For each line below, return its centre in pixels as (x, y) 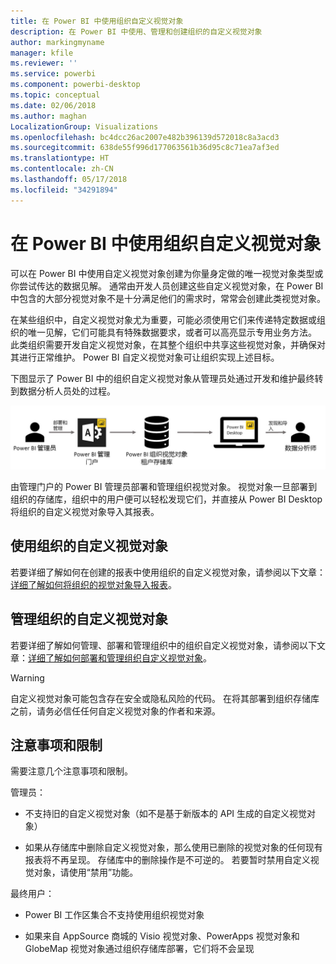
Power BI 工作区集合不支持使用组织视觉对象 (114, 915)
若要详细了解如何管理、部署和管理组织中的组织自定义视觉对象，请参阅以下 (163, 645)
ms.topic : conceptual (55, 95)
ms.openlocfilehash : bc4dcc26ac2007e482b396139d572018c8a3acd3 (145, 137)
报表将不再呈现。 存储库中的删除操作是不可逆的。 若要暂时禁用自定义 (167, 860)
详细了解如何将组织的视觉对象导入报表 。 (93, 584)
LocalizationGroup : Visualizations (84, 126)
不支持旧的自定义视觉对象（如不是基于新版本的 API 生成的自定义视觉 (166, 814)
